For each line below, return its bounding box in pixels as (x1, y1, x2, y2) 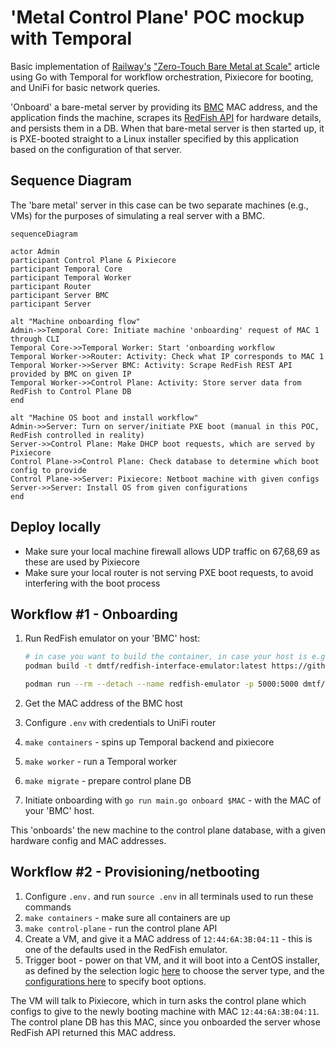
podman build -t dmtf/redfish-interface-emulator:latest (24, 661, 268, 671)
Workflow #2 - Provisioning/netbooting (10, 864, 260, 881)
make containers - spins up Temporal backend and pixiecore (24, 736, 275, 748)
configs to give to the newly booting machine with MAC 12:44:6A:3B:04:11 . (10, 1005, 320, 1017)
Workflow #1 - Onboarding (10, 606, 178, 623)
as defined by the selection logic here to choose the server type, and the (24, 964, 325, 976)
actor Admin (10, 246, 60, 256)
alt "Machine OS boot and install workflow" (10, 412, 199, 423)
